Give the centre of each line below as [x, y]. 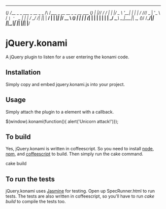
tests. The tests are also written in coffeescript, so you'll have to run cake [80, 196]
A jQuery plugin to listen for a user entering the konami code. [67, 57]
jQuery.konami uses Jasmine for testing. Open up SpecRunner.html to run [80, 191]
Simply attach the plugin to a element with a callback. [60, 112]
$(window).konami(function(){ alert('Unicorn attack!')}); [62, 121]
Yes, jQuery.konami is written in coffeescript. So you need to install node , [80, 149]
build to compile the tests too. [36, 202]
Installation [23, 72]
